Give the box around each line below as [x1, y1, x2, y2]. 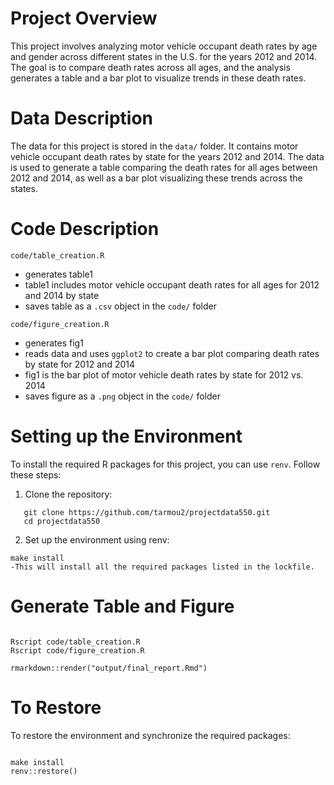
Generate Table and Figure [10, 595, 235, 617]
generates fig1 [24, 337, 84, 349]
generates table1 [24, 268, 93, 280]
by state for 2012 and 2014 [24, 358, 136, 370]
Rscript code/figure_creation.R [10, 645, 145, 656]
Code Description [10, 218, 160, 241]
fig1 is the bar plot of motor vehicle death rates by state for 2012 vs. [24, 368, 304, 381]
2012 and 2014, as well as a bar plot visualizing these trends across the [10, 172, 303, 184]
